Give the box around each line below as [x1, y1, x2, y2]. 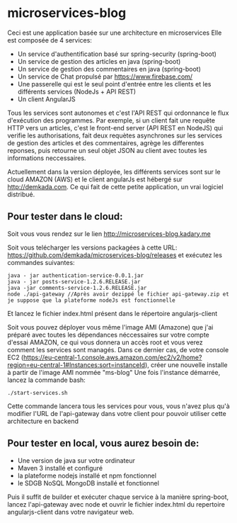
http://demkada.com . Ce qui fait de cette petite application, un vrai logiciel [7, 182, 224, 191]
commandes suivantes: [7, 258, 76, 266]
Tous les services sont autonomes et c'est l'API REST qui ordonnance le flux [7, 108, 229, 117]
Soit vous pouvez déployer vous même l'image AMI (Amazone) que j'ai [7, 322, 214, 331]
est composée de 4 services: [7, 35, 92, 44]
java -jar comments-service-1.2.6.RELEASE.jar [7, 284, 147, 291]
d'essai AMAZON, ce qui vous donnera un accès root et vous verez [7, 338, 203, 347]
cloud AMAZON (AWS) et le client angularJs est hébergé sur [7, 175, 183, 184]
